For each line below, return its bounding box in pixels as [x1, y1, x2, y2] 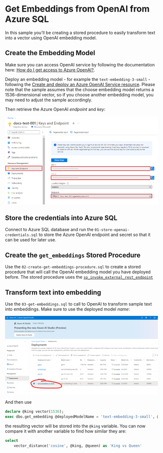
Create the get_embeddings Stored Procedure [5, 251, 141, 259]
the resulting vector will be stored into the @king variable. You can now [5, 423, 146, 429]
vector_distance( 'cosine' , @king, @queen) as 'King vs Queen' [14, 443, 142, 448]
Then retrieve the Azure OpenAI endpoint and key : [5, 106, 106, 112]
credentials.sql [5, 233, 38, 238]
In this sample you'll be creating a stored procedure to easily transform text [5, 30, 155, 35]
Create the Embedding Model [5, 49, 96, 57]
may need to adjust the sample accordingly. [5, 97, 93, 103]
